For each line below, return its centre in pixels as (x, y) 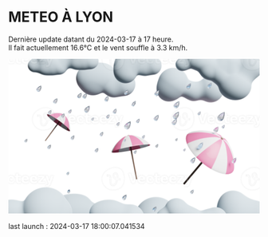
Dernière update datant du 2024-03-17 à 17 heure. (91, 39)
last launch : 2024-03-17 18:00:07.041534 (77, 227)
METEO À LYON (61, 17)
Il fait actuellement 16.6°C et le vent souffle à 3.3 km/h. (98, 47)
